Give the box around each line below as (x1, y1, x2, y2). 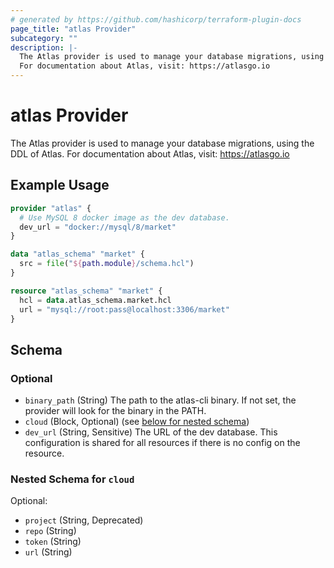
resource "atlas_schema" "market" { (10, 286, 163, 296)
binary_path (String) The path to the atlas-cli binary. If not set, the (24, 394, 297, 406)
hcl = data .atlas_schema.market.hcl (19, 295, 172, 305)
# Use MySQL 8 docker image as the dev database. (19, 212, 230, 223)
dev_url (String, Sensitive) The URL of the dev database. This (24, 426, 278, 438)
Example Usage (10, 177, 110, 194)
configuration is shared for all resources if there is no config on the (24, 437, 301, 449)
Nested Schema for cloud (10, 472, 135, 486)
